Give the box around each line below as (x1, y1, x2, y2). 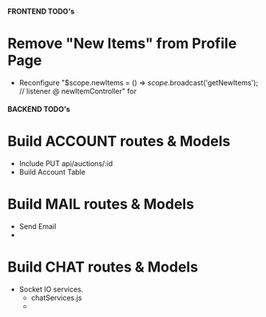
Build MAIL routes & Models (7, 196, 195, 213)
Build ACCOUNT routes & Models (7, 133, 231, 151)
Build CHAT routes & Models (7, 258, 199, 276)
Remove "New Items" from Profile (7, 34, 237, 52)
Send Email (18, 222, 57, 231)
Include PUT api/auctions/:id (18, 159, 113, 168)
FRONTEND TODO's (7, 6, 75, 16)
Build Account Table (18, 168, 85, 177)
